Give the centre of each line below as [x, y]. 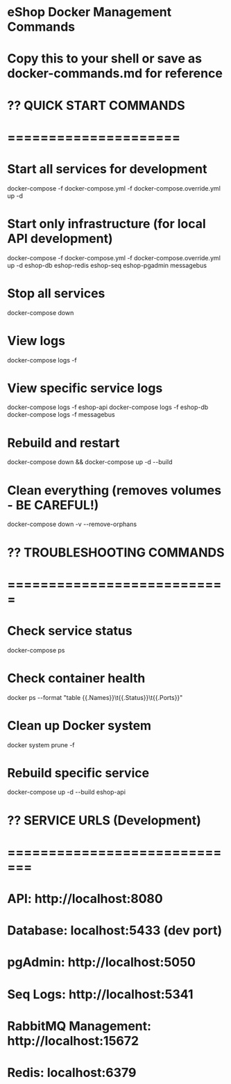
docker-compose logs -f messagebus [61, 415]
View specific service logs [85, 388]
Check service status [70, 631]
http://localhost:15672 [73, 1041]
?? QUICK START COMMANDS [96, 105]
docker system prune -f [41, 744]
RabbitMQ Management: [79, 1026]
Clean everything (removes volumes [114, 490]
